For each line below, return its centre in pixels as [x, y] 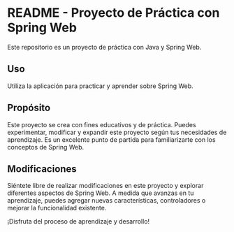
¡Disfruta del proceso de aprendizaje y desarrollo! [79, 222]
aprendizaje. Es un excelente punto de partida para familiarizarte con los [111, 139]
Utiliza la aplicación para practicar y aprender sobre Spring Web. [100, 86]
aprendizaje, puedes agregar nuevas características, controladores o [107, 201]
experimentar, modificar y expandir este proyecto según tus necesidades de [117, 132]
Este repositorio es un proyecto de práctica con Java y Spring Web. [104, 47]
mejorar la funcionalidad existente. [57, 208]
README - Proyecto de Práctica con [114, 13]
